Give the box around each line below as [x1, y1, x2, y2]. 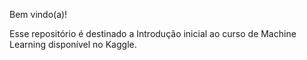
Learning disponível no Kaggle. [9, 39, 137, 50]
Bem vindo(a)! [9, 9, 68, 20]
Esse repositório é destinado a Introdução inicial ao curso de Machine [9, 28, 297, 39]
